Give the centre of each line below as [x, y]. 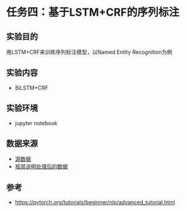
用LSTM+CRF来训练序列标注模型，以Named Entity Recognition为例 [89, 52]
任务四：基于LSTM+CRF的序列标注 [93, 12]
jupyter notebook [36, 123]
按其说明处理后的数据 [41, 167]
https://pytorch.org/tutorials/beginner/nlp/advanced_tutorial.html [95, 202]
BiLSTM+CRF [31, 87]
